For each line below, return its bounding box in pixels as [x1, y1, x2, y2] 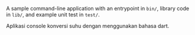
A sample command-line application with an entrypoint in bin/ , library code [6, 5, 190, 12]
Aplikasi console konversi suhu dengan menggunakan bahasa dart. [6, 23, 170, 29]
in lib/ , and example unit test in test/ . [6, 11, 100, 18]
